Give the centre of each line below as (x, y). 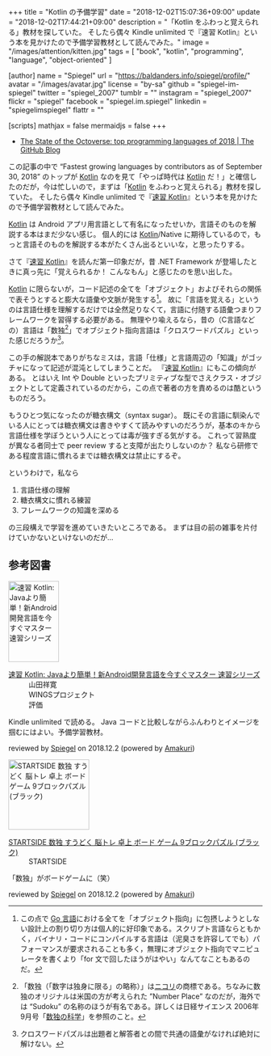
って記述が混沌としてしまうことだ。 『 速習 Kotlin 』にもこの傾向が (146, 367)
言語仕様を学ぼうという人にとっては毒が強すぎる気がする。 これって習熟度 (132, 435)
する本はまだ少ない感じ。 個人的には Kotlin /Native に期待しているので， (134, 234)
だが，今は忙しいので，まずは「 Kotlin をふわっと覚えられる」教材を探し (142, 187)
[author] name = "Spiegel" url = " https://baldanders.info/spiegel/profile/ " (129, 76)
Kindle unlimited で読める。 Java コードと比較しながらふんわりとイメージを (134, 721)
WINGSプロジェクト (62, 695)
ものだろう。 (29, 398)
